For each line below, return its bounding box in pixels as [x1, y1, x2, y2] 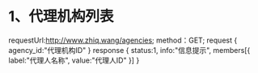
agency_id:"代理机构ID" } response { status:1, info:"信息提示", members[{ [8, 45, 251, 55]
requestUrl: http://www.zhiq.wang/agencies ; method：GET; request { [8, 35, 238, 45]
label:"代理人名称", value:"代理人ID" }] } [8, 55, 140, 65]
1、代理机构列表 [8, 7, 115, 26]
